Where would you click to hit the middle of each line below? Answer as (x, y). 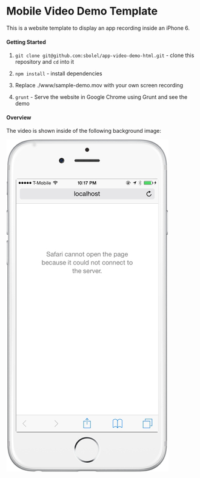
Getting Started (26, 42)
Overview (19, 117)
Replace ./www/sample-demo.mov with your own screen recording (99, 86)
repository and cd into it (45, 62)
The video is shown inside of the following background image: (84, 131)
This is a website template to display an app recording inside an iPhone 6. (98, 28)
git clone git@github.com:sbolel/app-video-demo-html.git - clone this (105, 55)
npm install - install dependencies (58, 73)
